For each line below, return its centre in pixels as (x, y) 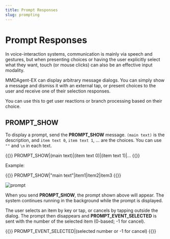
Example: (15, 165)
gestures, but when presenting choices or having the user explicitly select (83, 60)
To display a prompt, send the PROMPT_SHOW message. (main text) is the (85, 135)
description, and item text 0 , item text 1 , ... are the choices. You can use (83, 140)
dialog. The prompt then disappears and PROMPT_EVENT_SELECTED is (81, 216)
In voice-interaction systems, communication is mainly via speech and (79, 54)
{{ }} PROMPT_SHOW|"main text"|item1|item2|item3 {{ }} (63, 175)
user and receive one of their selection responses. (58, 91)
